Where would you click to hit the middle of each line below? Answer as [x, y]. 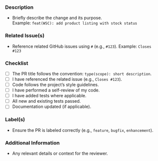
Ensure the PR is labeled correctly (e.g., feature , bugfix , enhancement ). [83, 130]
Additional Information [33, 143]
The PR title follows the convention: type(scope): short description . [82, 73]
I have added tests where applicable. [49, 96]
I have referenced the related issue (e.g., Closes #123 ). [67, 79]
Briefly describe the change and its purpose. [57, 18]
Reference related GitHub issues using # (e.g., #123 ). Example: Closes [82, 46]
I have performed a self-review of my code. [56, 90]
